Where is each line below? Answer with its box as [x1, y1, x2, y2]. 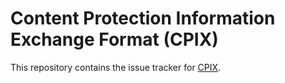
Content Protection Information [10, 7, 276, 30]
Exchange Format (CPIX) [10, 28, 219, 51]
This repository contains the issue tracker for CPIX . [10, 61, 222, 73]
